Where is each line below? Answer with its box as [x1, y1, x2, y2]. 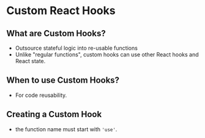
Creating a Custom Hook [6, 109, 102, 120]
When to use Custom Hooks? [6, 75, 120, 86]
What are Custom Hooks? [6, 28, 106, 39]
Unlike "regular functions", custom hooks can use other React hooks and [15, 51, 199, 58]
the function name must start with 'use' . [15, 125, 117, 132]
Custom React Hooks [6, 4, 116, 18]
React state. [15, 58, 46, 64]
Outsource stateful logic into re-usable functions [15, 44, 138, 52]
